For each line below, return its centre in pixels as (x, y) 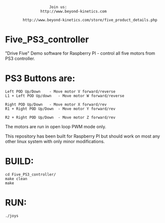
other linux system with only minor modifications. (55, 141)
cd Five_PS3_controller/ (31, 174)
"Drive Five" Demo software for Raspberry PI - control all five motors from (80, 53)
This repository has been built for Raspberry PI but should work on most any (82, 136)
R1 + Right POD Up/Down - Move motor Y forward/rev (60, 109)
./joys (12, 216)
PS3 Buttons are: (40, 78)
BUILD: (19, 162)
